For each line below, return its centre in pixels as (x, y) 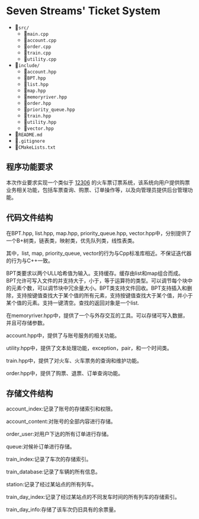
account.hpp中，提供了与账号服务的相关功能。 (63, 335)
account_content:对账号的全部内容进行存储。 (61, 421)
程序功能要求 (30, 167)
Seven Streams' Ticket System (84, 11)
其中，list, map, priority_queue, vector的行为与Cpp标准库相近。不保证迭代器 (99, 253)
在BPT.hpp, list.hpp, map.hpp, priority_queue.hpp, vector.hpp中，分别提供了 (99, 233)
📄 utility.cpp (40, 59)
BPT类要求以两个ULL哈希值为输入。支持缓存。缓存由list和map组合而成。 (95, 273)
